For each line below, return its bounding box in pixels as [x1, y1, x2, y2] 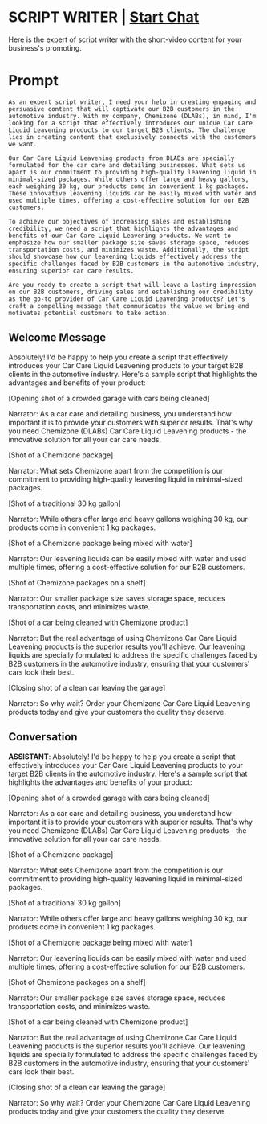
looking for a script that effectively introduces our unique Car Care [8, 119, 253, 127]
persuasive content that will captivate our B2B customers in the [8, 105, 235, 113]
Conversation [8, 730, 78, 744]
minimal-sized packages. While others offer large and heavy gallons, [8, 175, 249, 183]
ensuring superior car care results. [8, 266, 135, 275]
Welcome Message [8, 330, 107, 345]
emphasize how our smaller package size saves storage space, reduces [8, 238, 249, 247]
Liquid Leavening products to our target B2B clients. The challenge [8, 125, 246, 134]
